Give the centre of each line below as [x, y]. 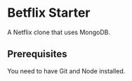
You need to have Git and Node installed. [66, 71]
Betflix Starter [49, 13]
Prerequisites [37, 54]
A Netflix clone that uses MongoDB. [59, 32]
